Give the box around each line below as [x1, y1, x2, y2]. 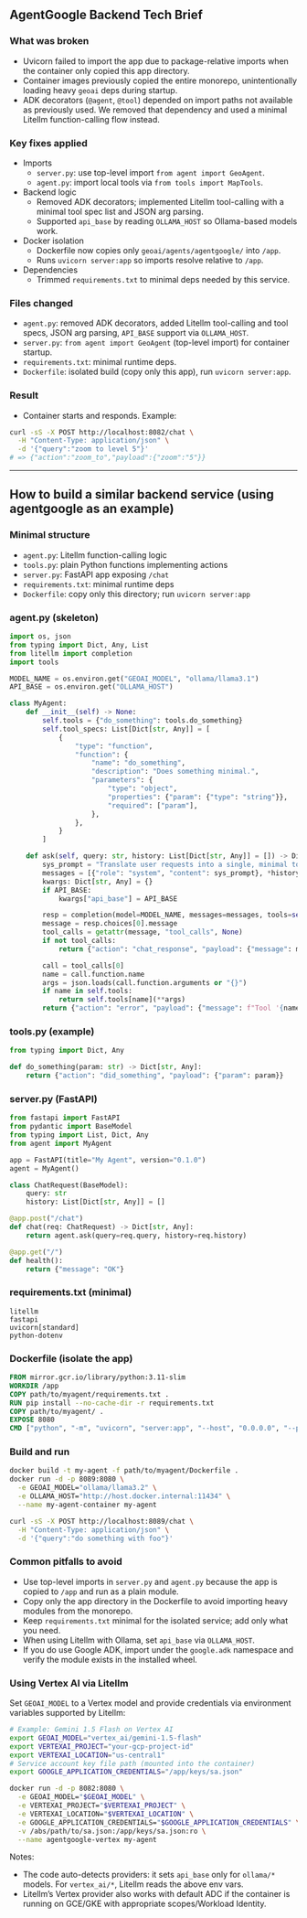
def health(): [9, 1256, 64, 1265]
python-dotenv [9, 1331, 64, 1340]
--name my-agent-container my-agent [17, 1500, 157, 1509]
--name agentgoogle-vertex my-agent [17, 1835, 157, 1844]
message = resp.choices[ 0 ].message [42, 919, 178, 928]
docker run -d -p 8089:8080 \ [9, 1474, 125, 1484]
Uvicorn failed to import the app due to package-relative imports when [22, 55, 290, 67]
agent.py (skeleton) [9, 611, 99, 624]
